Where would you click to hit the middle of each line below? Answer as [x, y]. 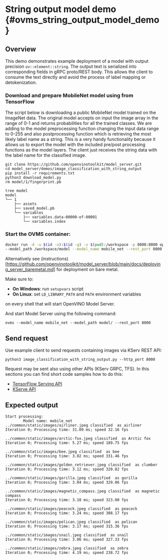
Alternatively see [22, 259]
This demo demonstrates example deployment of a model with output [77, 61]
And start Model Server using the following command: [61, 314]
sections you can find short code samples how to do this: [64, 374]
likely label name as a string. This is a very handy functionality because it [80, 139]
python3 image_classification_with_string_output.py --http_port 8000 [80, 360]
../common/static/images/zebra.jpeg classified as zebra [67, 548]
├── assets [25, 204]
